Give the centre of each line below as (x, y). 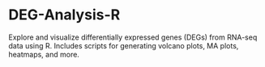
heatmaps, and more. (44, 54)
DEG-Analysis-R (64, 15)
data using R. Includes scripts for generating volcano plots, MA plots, (124, 45)
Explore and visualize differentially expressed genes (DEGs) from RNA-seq (133, 37)
